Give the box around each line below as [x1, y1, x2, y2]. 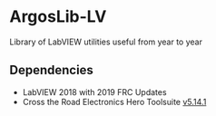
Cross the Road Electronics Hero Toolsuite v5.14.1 [22, 96, 207, 107]
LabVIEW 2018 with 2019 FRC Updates [22, 86, 167, 97]
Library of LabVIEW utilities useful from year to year [9, 36, 202, 47]
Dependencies [9, 63, 93, 78]
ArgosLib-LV [9, 6, 107, 27]
